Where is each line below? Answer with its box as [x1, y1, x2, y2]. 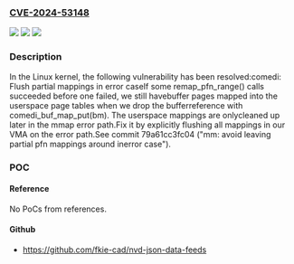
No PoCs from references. [9, 203, 107, 214]
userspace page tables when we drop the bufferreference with [9, 99, 243, 110]
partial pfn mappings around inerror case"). [9, 138, 172, 149]
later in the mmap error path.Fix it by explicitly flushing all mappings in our [9, 119, 286, 130]
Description [9, 51, 62, 63]
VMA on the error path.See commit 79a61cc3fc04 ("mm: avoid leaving [9, 128, 271, 139]
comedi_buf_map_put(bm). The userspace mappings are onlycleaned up [9, 109, 280, 120]
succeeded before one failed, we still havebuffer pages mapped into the [9, 90, 279, 101]
